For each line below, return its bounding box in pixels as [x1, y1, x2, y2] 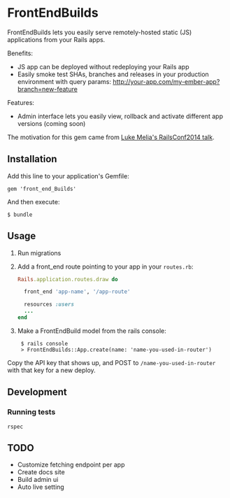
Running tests [7, 407, 56, 417]
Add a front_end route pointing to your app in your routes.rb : [17, 262, 194, 271]
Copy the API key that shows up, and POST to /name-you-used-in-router [7, 358, 216, 367]
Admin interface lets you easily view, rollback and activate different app [17, 112, 224, 120]
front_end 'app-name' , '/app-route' [24, 288, 131, 295]
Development [7, 386, 68, 398]
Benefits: [7, 49, 34, 57]
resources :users [24, 301, 75, 308]
